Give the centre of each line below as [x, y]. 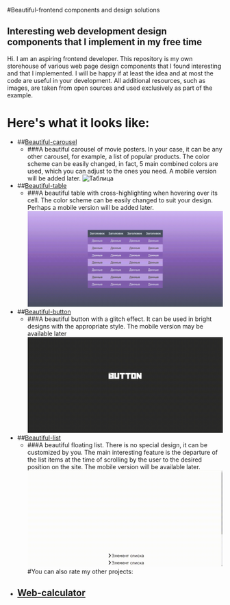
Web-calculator [51, 593]
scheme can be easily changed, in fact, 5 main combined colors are [123, 163]
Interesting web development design [87, 31]
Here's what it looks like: [78, 123]
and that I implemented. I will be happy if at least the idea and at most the [110, 73]
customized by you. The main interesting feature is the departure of [123, 453]
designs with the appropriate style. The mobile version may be [115, 327]
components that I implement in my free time [105, 42]
